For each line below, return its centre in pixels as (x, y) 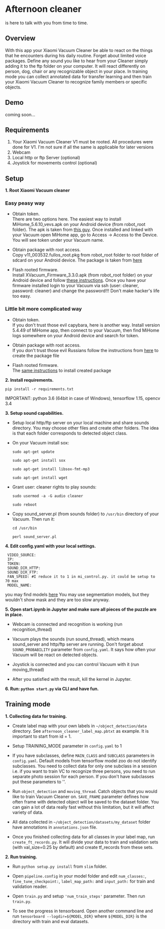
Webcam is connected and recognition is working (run (67, 624)
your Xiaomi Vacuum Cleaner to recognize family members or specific (76, 82)
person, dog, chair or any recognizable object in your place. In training (76, 71)
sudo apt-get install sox (39, 460)
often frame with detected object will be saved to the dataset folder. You (85, 801)
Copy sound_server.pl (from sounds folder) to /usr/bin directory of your (85, 514)
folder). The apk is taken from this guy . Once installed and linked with (82, 230)
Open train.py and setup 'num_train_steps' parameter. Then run (79, 896)
